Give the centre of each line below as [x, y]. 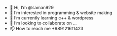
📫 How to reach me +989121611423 [46, 28]
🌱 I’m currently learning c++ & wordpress [52, 18]
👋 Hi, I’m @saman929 [32, 8]
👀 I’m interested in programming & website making [61, 13]
